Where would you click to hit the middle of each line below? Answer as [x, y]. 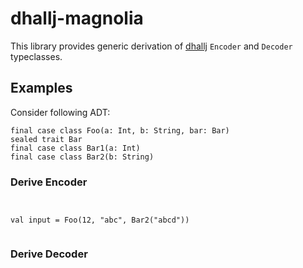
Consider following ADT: [60, 112]
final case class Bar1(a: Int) [75, 148]
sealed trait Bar [46, 139]
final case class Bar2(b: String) [82, 157]
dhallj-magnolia [77, 18]
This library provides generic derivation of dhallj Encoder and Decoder [151, 46]
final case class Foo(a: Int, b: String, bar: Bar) [120, 130]
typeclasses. [36, 56]
